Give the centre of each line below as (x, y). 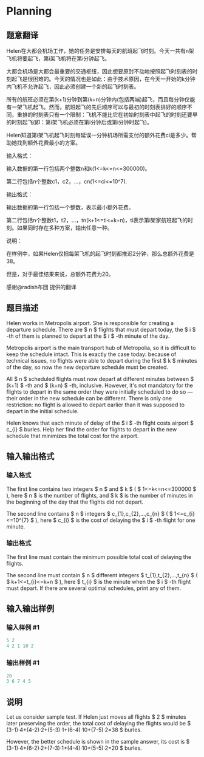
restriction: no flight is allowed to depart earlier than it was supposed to (96, 405)
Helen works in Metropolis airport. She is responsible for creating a (90, 323)
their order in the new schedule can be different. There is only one (89, 398)
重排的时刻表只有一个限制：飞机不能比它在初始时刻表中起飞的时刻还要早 (107, 115)
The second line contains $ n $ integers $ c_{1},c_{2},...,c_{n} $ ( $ (90, 513)
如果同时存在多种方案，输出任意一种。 (65, 228)
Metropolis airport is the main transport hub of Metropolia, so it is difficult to (101, 348)
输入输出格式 (30, 457)
